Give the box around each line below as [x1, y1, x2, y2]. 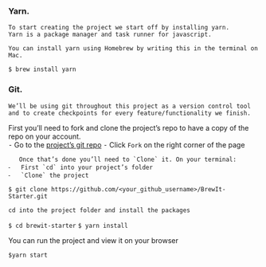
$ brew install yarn [8, 65, 77, 73]
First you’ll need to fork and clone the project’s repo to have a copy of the [8, 123, 249, 132]
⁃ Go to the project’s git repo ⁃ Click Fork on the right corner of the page [8, 139, 245, 149]
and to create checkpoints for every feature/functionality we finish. [8, 109, 251, 117]
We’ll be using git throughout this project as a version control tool [8, 102, 251, 110]
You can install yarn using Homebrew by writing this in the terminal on [8, 45, 259, 53]
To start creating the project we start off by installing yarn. [8, 24, 229, 32]
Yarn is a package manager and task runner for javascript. [8, 30, 213, 39]
